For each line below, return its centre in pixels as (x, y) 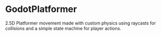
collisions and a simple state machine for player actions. (63, 28)
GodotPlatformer (41, 9)
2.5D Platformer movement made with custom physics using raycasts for (80, 23)
